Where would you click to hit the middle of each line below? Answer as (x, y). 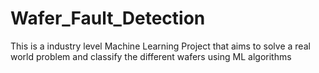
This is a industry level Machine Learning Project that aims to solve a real (160, 46)
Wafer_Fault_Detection (108, 18)
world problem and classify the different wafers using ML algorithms (151, 56)
